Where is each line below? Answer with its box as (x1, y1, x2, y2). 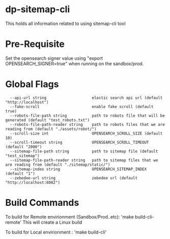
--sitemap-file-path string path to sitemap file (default (10, 149, 158, 154)
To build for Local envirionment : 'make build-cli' (5, 229, 107, 235)
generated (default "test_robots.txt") (5, 117, 90, 123)
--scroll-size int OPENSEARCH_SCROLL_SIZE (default (10, 131, 163, 136)
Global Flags (5, 78, 59, 90)
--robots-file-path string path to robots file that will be (10, 113, 165, 118)
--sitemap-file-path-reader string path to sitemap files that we (10, 157, 158, 163)
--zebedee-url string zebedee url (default (10, 175, 138, 180)
